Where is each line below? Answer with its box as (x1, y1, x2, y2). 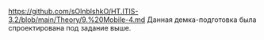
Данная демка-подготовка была (147, 15, 257, 24)
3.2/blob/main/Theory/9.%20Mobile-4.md (8, 15, 146, 24)
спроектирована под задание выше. (8, 24, 132, 32)
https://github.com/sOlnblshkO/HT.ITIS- (8, 7, 139, 16)
